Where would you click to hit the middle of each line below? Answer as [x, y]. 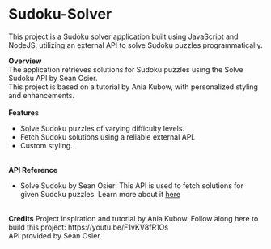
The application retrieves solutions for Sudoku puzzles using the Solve [126, 69]
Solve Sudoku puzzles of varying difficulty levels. [102, 128]
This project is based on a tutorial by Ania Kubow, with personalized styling [133, 87]
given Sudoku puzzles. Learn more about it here [100, 194]
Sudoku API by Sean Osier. [53, 78]
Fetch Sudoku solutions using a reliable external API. [108, 137]
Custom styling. [46, 145]
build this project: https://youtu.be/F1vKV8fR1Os [88, 227]
